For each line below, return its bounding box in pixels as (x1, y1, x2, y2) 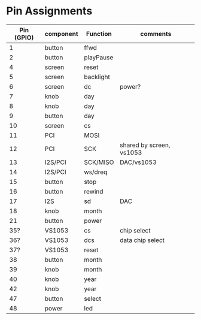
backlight (84, 73, 111, 81)
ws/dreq (84, 168, 108, 176)
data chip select (119, 236, 165, 244)
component (44, 29, 79, 38)
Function (86, 29, 112, 38)
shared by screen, (119, 141, 170, 149)
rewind (84, 187, 103, 195)
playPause (84, 53, 114, 61)
